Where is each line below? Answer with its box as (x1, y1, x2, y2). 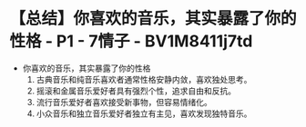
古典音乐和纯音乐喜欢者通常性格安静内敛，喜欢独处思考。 (36, 73, 252, 84)
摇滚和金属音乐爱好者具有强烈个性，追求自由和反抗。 (36, 85, 237, 96)
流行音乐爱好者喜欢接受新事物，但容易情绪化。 (36, 96, 212, 107)
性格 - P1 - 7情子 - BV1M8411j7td (9, 31, 253, 52)
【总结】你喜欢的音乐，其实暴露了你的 (9, 8, 298, 29)
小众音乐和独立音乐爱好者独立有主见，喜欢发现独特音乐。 (36, 108, 252, 119)
